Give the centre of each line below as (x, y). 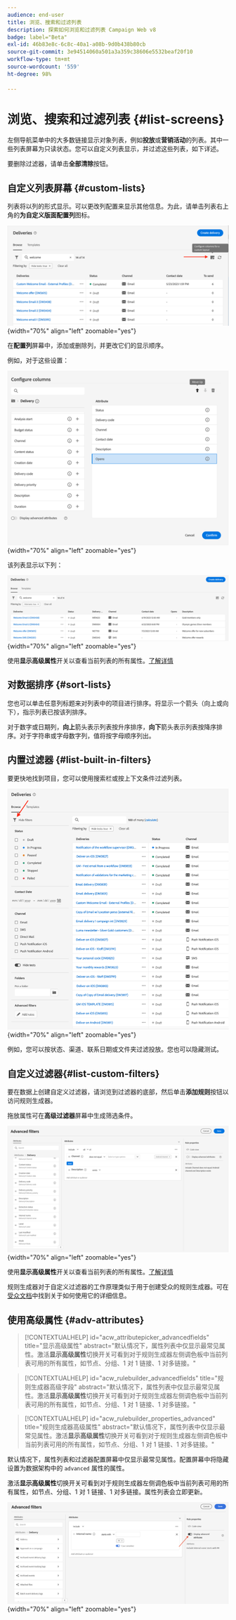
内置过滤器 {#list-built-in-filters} (79, 760)
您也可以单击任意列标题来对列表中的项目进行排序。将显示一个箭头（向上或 (115, 703)
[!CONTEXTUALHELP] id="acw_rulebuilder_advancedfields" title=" (121, 1378)
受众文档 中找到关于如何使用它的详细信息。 (69, 1295)
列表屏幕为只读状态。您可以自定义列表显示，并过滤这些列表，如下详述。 (118, 149)
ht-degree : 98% (29, 74)
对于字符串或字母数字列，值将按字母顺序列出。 (87, 736)
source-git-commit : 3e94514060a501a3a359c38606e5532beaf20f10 (100, 52)
